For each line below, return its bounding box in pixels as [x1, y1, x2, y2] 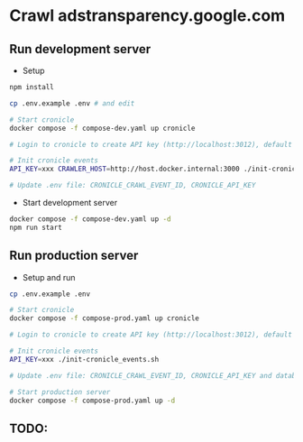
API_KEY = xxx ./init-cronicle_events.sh [9, 355, 160, 364]
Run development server [9, 41, 151, 57]
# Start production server [9, 387, 111, 397]
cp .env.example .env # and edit [9, 98, 135, 108]
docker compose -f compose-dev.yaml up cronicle [9, 124, 196, 133]
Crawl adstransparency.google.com [9, 5, 286, 26]
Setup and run [22, 272, 76, 282]
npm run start [9, 223, 63, 232]
